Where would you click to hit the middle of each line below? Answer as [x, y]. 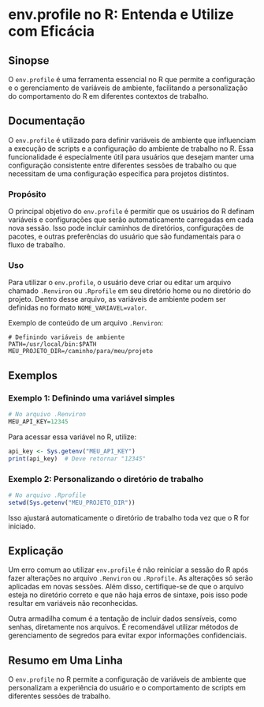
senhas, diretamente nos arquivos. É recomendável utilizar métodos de [123, 627]
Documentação [46, 121]
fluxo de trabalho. [37, 245]
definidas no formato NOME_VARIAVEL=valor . [78, 308]
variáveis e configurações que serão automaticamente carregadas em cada [131, 220]
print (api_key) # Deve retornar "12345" [77, 459]
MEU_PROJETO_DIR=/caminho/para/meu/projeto [81, 352]
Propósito [27, 194]
